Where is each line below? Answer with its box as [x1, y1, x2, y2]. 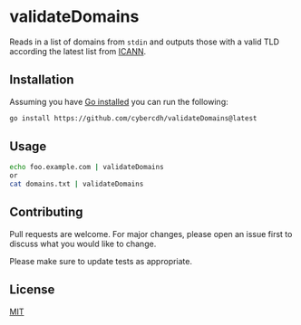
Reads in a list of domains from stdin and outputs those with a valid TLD [9, 36, 279, 47]
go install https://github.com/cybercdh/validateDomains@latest [9, 113, 257, 123]
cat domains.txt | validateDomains [9, 179, 144, 189]
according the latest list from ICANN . [9, 45, 147, 56]
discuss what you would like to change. [9, 238, 157, 249]
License [9, 282, 55, 298]
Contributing [9, 205, 83, 220]
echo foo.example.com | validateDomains [9, 163, 165, 172]
